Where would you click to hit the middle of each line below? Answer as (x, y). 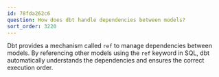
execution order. (30, 68)
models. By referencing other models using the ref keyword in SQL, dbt (108, 53)
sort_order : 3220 (32, 26)
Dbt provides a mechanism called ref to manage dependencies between (110, 46)
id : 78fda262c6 (29, 13)
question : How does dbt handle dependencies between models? (96, 20)
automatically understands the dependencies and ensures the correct (106, 60)
